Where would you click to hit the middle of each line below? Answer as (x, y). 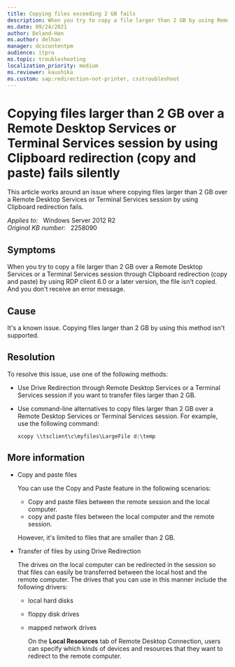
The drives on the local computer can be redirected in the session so (116, 564)
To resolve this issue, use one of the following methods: (87, 374)
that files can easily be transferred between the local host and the (112, 572)
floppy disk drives (54, 614)
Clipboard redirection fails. (45, 207)
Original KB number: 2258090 (52, 228)
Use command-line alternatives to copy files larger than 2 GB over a (115, 408)
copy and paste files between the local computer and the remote (121, 516)
